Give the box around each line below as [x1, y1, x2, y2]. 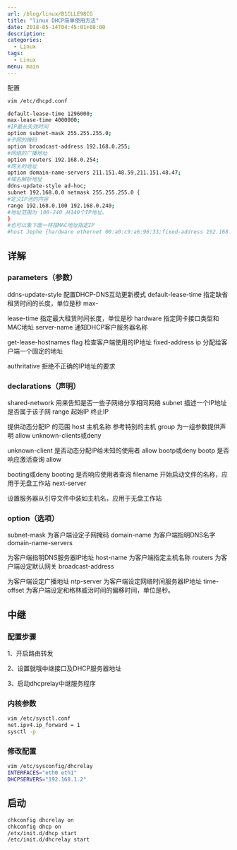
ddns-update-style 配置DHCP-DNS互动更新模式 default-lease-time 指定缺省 [7, 290, 229, 298]
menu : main [7, 63, 39, 70]
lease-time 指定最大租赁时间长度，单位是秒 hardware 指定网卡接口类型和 [7, 314, 220, 322]
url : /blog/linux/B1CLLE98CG [7, 10, 93, 18]
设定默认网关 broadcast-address [19, 562, 114, 571]
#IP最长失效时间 [7, 123, 49, 131]
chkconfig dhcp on [7, 823, 61, 830]
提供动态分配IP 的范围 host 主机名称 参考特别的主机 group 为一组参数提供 [7, 422, 220, 431]
